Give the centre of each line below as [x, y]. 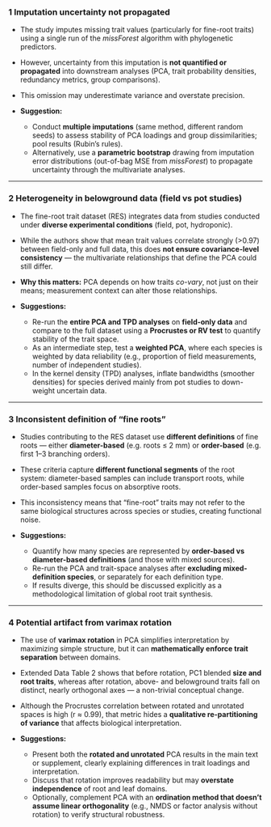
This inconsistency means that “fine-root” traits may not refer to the [133, 502]
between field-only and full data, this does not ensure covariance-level [140, 248]
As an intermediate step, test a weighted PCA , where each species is [147, 347]
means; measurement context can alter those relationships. [119, 291]
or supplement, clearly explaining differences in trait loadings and [141, 763]
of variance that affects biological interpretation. [101, 723]
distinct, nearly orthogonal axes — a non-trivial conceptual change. [132, 690]
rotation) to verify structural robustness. [98, 815]
